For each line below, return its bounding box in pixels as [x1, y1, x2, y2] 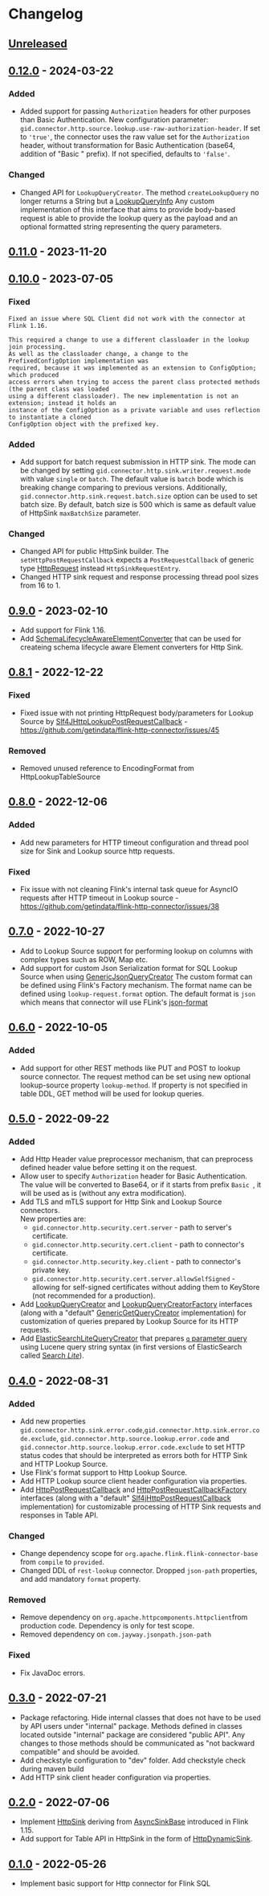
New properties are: [19, 1214, 87, 1224]
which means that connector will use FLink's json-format [19, 997, 209, 1007]
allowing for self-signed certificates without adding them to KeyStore [31, 1283, 260, 1292]
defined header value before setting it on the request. [19, 1163, 198, 1173]
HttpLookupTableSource [19, 772, 101, 782]
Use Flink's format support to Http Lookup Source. [19, 1468, 187, 1477]
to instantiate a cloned [8, 413, 92, 421]
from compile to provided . [19, 1557, 104, 1567]
